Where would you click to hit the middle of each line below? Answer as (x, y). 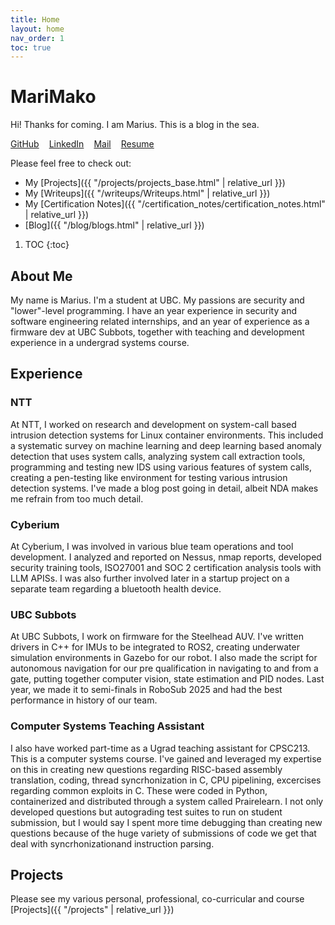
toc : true (31, 47)
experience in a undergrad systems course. (100, 342)
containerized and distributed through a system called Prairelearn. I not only (167, 801)
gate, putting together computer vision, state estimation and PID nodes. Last (167, 679)
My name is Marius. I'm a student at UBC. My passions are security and (157, 300)
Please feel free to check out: (71, 163)
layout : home (37, 29)
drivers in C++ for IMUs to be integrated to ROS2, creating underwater (155, 647)
